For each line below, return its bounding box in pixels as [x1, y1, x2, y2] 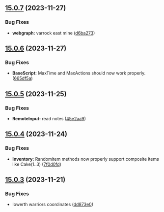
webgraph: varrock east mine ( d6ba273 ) [12, 30, 95, 36]
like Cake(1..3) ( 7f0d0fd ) [12, 161, 61, 167]
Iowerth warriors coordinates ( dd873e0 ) [12, 202, 93, 208]
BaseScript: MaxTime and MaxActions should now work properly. [12, 70, 146, 76]
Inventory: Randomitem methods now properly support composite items [12, 156, 160, 162]
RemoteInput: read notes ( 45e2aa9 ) [12, 116, 86, 122]
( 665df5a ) [12, 75, 33, 81]
